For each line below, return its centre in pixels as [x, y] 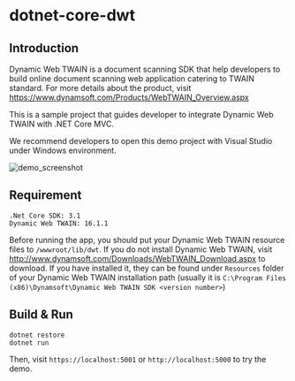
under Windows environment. [63, 150]
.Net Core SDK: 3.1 [45, 216]
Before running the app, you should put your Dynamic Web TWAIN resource [147, 240]
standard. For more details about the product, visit [100, 88]
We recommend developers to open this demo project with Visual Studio [141, 141]
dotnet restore [37, 335]
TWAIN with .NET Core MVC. [62, 124]
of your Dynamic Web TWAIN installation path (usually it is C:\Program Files [148, 277]
